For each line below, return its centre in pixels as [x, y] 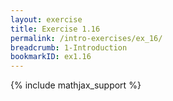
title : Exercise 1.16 [55, 29]
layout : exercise [46, 19]
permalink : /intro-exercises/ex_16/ [86, 38]
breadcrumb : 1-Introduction [69, 47]
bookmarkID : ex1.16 [51, 57]
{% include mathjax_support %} [76, 85]
